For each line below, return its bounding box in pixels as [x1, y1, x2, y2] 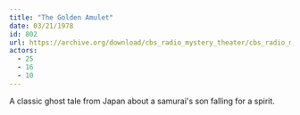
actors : [9, 46, 38, 55]
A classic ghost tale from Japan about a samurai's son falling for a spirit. [9, 95, 275, 106]
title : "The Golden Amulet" [9, 12, 114, 22]
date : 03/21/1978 [9, 21, 74, 30]
